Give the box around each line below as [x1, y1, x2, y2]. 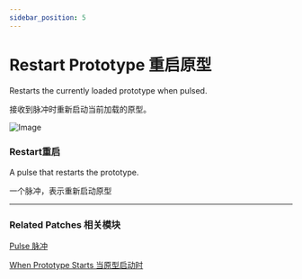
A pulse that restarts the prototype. [9, 166, 139, 177]
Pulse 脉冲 [9, 240, 49, 252]
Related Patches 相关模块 [9, 218, 121, 230]
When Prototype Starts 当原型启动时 [9, 260, 144, 271]
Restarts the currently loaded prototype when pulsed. [9, 85, 208, 95]
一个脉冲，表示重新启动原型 [9, 185, 112, 196]
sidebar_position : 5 [9, 13, 87, 22]
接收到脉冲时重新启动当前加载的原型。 [9, 103, 151, 114]
